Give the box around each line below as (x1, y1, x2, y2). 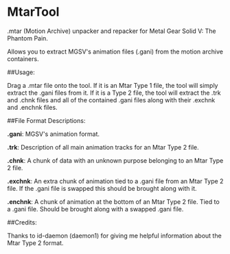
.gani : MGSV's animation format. (7, 130, 100, 138)
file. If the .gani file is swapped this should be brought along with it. (7, 184, 197, 192)
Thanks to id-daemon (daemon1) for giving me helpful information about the (7, 231, 222, 240)
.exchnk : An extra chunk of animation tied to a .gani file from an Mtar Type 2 (7, 176, 224, 185)
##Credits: (7, 218, 37, 227)
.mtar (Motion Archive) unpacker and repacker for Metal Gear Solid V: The (7, 27, 216, 35)
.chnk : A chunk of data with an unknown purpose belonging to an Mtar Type (7, 156, 224, 165)
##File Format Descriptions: (7, 116, 86, 124)
